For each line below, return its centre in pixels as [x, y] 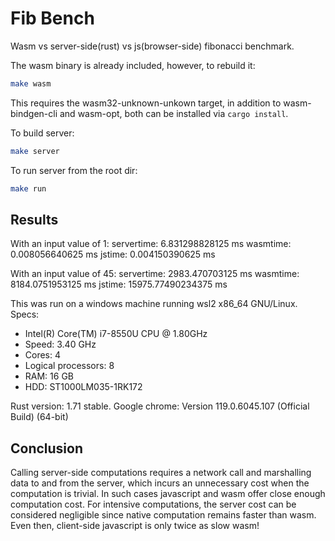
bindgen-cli [34, 113]
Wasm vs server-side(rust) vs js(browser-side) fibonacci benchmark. [152, 46]
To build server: [42, 133]
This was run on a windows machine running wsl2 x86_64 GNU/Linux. [154, 304]
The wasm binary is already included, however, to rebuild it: [133, 65]
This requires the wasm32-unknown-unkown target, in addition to [146, 103]
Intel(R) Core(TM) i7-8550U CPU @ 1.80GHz [116, 334]
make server [35, 151]
